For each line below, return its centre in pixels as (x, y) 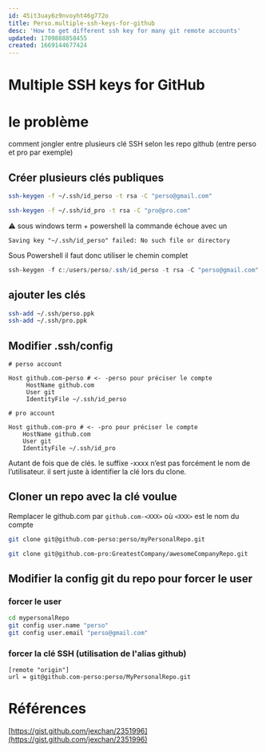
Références (47, 709)
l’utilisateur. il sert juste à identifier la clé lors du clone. (97, 472)
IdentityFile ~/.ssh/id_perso (76, 400)
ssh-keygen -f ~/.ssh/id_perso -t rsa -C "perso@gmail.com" (111, 196)
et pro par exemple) (41, 152)
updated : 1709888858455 (48, 38)
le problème (49, 122)
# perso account (35, 364)
